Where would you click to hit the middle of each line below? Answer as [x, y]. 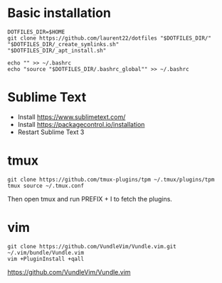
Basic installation [59, 13]
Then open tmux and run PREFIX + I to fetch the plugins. [90, 199]
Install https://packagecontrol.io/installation [81, 124]
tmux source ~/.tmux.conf [46, 186]
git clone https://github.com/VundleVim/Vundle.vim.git [92, 246]
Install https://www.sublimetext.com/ [72, 117]
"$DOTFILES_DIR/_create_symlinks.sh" [63, 44]
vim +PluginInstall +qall [46, 259]
